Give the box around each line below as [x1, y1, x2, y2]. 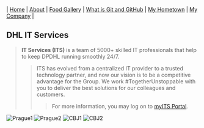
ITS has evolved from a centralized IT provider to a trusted [36, 64, 184, 72]
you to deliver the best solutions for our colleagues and [36, 84, 176, 91]
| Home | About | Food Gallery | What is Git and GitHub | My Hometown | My [6, 6, 198, 13]
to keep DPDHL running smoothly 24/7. [21, 53, 120, 60]
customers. [36, 91, 65, 98]
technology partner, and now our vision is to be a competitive [36, 71, 191, 78]
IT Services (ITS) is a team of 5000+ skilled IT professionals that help [21, 46, 197, 53]
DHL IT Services [6, 30, 69, 40]
